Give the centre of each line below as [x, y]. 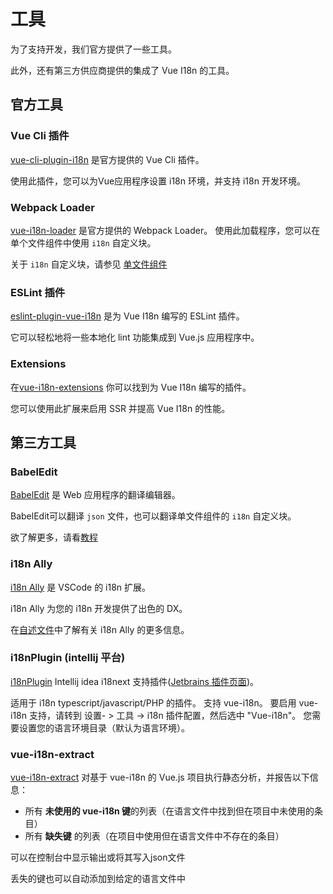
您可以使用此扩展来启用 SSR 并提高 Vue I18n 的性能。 [120, 408]
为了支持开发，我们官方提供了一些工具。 [93, 49]
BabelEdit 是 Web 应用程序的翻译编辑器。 [95, 495]
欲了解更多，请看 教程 [54, 537]
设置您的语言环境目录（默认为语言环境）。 [104, 727]
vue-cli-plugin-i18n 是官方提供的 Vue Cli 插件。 [107, 159]
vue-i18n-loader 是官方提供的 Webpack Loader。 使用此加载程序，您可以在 [165, 230]
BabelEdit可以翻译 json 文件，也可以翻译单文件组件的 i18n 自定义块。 [153, 516]
